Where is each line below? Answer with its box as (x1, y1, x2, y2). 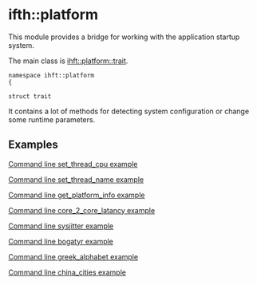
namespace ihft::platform (8, 71, 94, 79)
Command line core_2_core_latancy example (8, 205, 156, 215)
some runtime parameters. (8, 114, 96, 125)
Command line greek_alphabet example (8, 251, 138, 261)
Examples (8, 138, 58, 152)
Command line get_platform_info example (8, 190, 145, 200)
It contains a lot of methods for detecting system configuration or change (8, 106, 250, 116)
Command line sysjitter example (8, 221, 114, 231)
